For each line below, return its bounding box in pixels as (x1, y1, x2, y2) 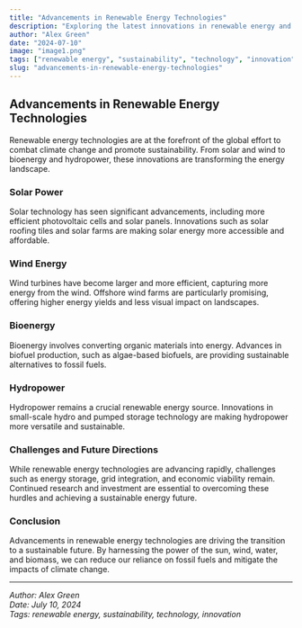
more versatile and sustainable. (9, 420, 126, 432)
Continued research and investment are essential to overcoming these (9, 483, 270, 494)
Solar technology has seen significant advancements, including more (9, 206, 265, 217)
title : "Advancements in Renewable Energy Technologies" (9, 13, 227, 22)
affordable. (9, 235, 50, 246)
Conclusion (9, 515, 61, 527)
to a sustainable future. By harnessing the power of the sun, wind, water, (9, 545, 279, 556)
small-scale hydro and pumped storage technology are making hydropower (9, 411, 289, 422)
